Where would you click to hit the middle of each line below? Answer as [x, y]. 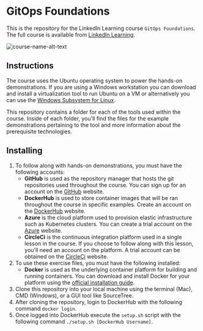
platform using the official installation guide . [79, 282]
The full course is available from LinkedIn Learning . [71, 34]
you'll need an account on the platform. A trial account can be [102, 250]
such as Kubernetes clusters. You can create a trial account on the [108, 224]
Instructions [30, 66]
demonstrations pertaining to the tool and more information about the [94, 125]
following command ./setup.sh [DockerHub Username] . [84, 321]
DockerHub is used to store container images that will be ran [101, 198]
